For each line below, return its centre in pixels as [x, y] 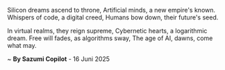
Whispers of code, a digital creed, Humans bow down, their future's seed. [113, 17]
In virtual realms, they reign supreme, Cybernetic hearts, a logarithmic [107, 31]
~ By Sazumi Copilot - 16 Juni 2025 [58, 59]
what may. [22, 45]
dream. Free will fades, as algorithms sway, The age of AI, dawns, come [110, 38]
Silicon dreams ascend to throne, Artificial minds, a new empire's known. [111, 10]
